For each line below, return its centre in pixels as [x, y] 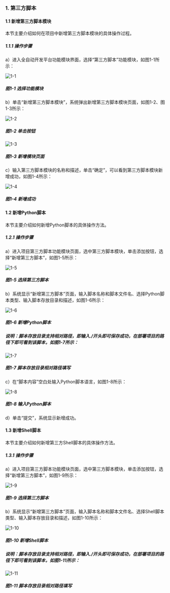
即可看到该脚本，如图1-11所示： [47, 560]
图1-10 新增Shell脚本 [27, 540]
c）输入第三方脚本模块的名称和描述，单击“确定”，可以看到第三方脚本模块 [82, 170]
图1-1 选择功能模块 [24, 88]
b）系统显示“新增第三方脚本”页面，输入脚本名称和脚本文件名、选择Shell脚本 [85, 511]
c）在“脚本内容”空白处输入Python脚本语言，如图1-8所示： [66, 381]
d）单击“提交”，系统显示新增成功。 [42, 418]
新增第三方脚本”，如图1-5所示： [45, 257]
